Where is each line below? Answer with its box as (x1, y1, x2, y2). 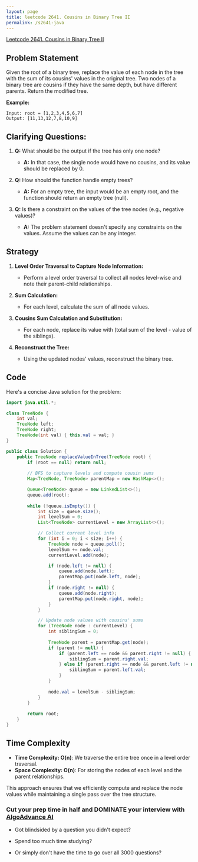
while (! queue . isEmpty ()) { (27, 503, 96, 509)
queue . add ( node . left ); (58, 568, 115, 574)
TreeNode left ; (16, 421, 54, 427)
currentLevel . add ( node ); (48, 552, 110, 558)
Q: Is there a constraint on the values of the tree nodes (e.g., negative (14, 206, 184, 213)
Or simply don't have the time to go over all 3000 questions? (14, 849, 162, 856)
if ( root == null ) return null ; (27, 459, 107, 465)
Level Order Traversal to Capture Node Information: (14, 263, 143, 270)
